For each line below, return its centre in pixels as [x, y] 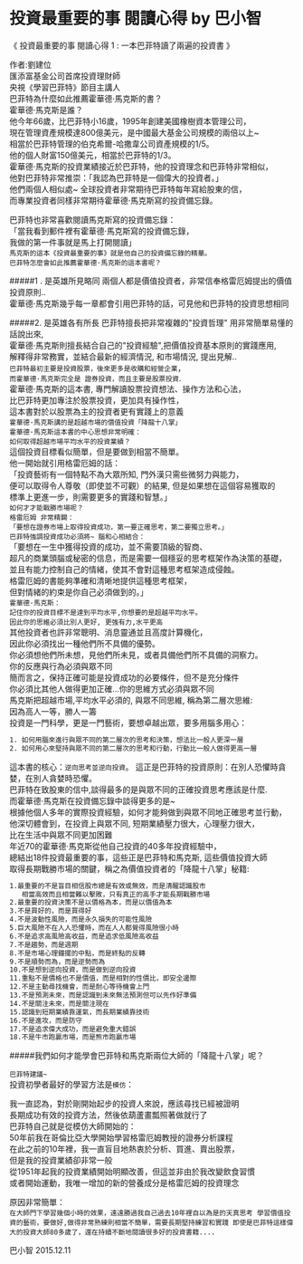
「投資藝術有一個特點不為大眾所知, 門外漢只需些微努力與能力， [127, 474]
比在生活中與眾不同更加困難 [61, 835]
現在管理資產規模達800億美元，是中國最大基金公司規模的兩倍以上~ [134, 132]
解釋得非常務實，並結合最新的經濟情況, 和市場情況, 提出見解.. [123, 356]
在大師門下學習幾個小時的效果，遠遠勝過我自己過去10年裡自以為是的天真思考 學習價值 [147, 1213]
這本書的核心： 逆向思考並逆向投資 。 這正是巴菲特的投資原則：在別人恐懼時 [144, 767]
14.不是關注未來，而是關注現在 [60, 1003]
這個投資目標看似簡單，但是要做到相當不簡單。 [96, 451]
